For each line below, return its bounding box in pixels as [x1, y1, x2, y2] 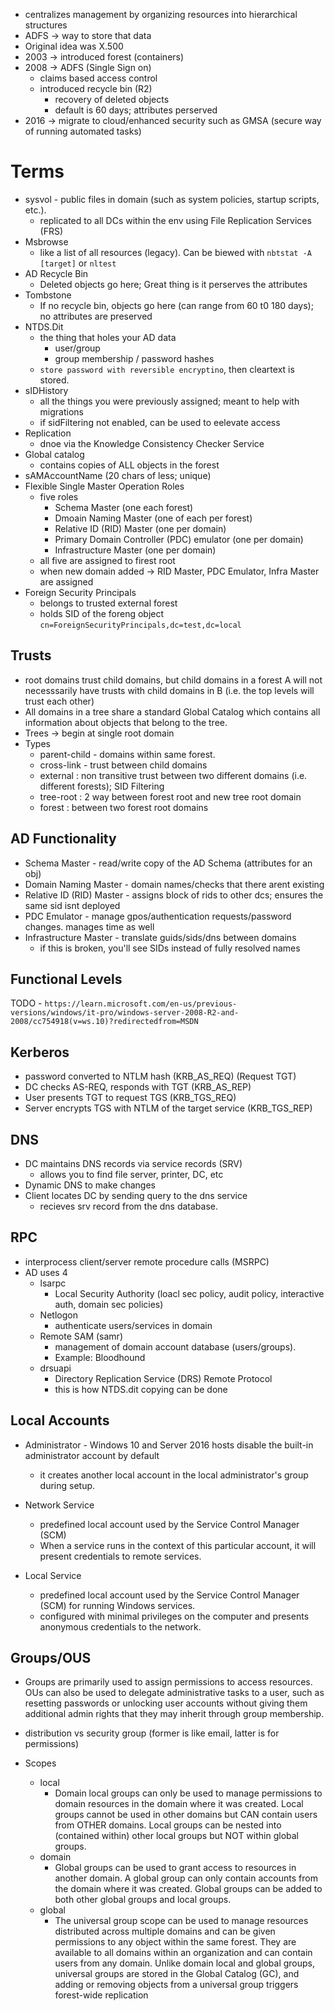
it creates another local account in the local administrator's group [39, 1469, 309, 1481]
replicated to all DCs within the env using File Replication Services [39, 214, 312, 226]
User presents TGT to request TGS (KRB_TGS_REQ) [24, 1092, 237, 1104]
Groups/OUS [10, 1650, 92, 1667]
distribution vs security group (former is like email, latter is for [24, 1727, 280, 1739]
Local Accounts [10, 1412, 110, 1429]
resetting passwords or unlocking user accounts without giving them [24, 1697, 308, 1709]
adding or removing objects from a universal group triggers [54, 1979, 299, 1991]
